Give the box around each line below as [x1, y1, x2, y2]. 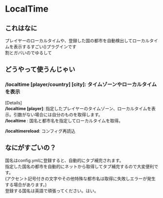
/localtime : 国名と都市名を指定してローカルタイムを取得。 [5, 117, 123, 123]
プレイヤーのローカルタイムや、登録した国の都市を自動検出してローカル [5, 38, 150, 43]
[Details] [5, 99, 22, 105]
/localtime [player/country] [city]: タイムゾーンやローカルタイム [5, 81, 157, 88]
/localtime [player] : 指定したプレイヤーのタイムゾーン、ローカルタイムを [5, 105, 152, 111]
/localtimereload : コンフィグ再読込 [5, 128, 75, 134]
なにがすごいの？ [5, 144, 56, 152]
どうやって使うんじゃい [5, 66, 75, 74]
